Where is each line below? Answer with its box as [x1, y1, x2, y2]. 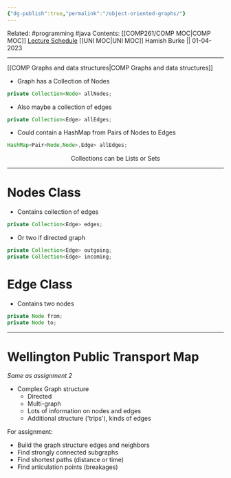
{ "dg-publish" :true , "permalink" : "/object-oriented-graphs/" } [7, 10, 186, 17]
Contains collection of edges [16, 208, 99, 216]
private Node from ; [7, 312, 63, 319]
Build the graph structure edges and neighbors [16, 441, 150, 449]
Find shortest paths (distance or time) [16, 456, 124, 464]
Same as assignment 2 [7, 372, 73, 380]
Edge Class [7, 277, 73, 292]
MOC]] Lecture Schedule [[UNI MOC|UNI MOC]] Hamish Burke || [7, 36, 191, 45]
